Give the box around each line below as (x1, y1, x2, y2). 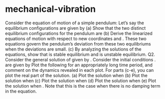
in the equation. (5, 88, 37, 94)
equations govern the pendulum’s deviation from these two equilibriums (5, 41, 151, 47)
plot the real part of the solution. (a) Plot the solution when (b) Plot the (5, 72, 148, 78)
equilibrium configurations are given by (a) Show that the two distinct (5, 25, 146, 31)
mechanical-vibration (5, 3, 96, 15)
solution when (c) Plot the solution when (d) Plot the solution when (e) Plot (5, 78, 157, 84)
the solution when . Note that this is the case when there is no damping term (5, 83, 161, 89)
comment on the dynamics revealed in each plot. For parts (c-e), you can (5, 67, 154, 73)
